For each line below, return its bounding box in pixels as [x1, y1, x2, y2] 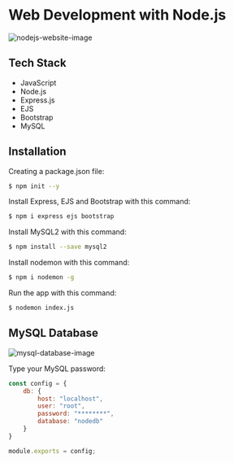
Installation [8, 145, 67, 159]
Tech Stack [8, 56, 67, 70]
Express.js [19, 95, 55, 105]
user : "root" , [37, 402, 85, 410]
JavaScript [19, 77, 57, 87]
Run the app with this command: [8, 288, 117, 298]
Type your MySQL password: [8, 364, 106, 373]
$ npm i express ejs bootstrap [8, 212, 115, 221]
